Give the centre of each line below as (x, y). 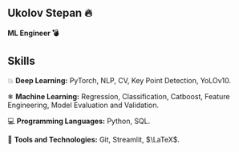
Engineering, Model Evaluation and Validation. (83, 105)
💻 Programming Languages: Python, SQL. (79, 121)
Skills (21, 61)
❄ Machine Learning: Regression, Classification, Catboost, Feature (119, 96)
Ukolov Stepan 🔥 (50, 13)
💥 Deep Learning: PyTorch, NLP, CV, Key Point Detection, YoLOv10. (119, 80)
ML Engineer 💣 (33, 33)
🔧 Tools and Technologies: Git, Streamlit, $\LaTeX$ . (93, 139)
